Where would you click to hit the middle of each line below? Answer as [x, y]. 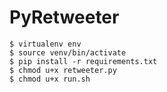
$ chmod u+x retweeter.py [63, 70]
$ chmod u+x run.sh [50, 79]
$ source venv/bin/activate [68, 52]
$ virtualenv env [45, 44]
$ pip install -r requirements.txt [83, 61]
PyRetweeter [64, 17]
